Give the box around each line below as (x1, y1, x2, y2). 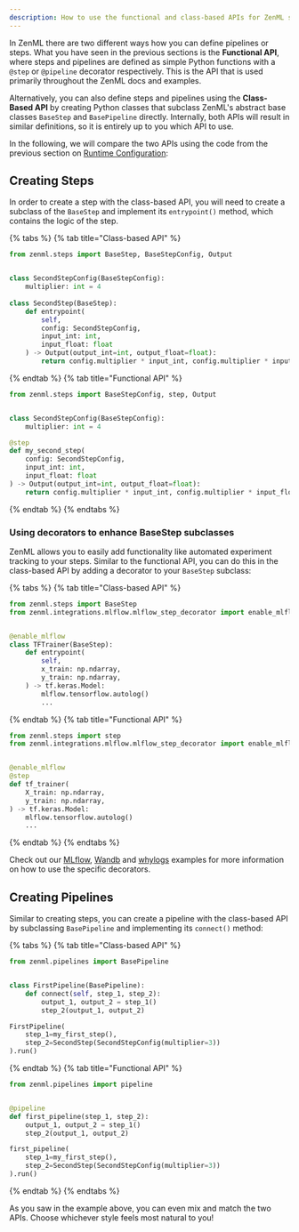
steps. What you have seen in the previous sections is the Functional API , (9, 46, 280, 58)
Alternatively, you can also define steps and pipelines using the (9, 93, 241, 103)
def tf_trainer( (9, 780, 69, 789)
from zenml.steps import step (9, 731, 122, 740)
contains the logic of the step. (9, 215, 118, 227)
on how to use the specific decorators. (9, 864, 151, 874)
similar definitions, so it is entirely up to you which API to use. (9, 121, 234, 132)
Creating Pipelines (9, 890, 114, 905)
